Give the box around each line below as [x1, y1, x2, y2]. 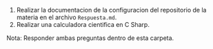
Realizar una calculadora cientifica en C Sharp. [16, 21, 150, 28]
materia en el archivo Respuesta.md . [16, 13, 117, 21]
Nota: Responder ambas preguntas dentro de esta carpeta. [6, 34, 174, 42]
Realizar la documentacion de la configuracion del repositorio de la [16, 6, 207, 14]
